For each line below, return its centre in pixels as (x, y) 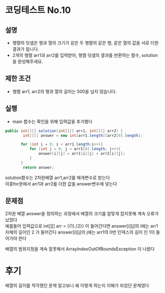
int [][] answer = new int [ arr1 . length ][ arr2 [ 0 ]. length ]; (83, 135)
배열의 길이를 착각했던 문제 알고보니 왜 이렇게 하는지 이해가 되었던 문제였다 (77, 286)
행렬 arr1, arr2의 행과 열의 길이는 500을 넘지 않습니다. (64, 91)
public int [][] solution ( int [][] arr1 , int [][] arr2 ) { (64, 131)
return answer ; (39, 167)
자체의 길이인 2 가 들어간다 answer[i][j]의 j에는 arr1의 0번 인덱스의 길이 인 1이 (80, 232)
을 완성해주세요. (27, 61)
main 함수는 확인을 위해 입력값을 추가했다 (52, 121)
